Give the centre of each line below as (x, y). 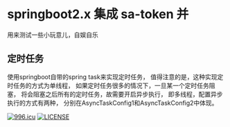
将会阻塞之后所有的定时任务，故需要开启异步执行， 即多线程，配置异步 (122, 94)
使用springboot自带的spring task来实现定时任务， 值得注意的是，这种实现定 (115, 76)
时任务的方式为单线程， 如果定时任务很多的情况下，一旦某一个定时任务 (108, 85)
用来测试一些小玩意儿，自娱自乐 (53, 35)
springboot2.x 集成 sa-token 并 (98, 14)
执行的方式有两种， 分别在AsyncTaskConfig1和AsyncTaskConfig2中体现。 (113, 103)
